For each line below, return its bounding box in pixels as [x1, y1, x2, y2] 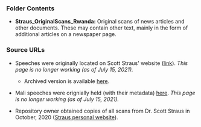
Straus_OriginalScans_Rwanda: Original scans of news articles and [14, 18, 185, 25]
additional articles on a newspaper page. [14, 31, 116, 38]
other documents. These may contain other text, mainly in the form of [14, 24, 188, 31]
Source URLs [6, 46, 45, 54]
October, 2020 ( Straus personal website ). [14, 113, 119, 121]
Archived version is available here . [24, 77, 110, 85]
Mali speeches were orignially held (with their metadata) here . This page [14, 89, 196, 96]
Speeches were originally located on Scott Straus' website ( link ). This [14, 59, 188, 67]
